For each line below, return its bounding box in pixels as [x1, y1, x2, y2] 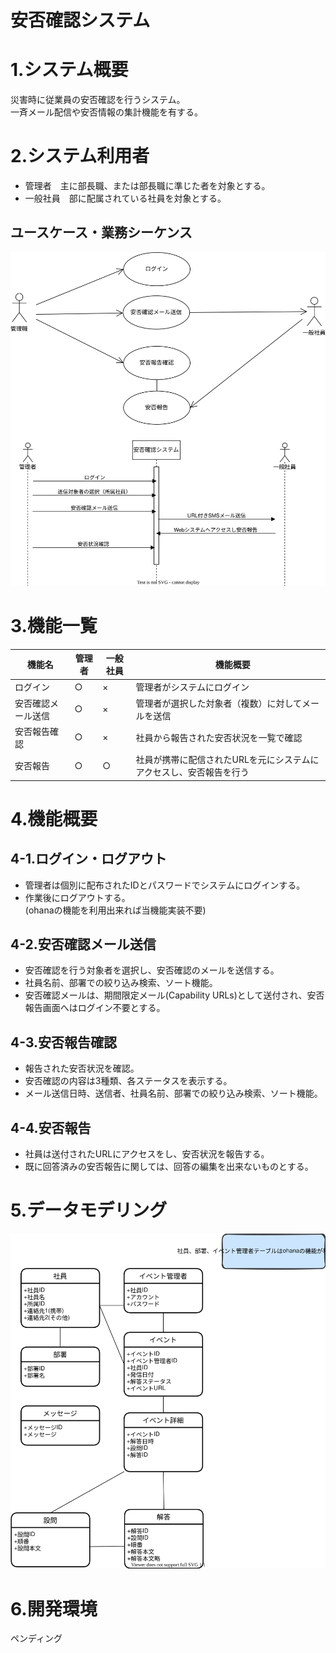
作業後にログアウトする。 [24, 891, 131, 903]
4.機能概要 [10, 807, 98, 830]
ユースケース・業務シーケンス [10, 224, 193, 241]
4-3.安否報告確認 [10, 1034, 118, 1051]
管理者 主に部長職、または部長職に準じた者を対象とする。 [24, 180, 271, 192]
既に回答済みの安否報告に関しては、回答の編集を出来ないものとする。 [24, 1160, 314, 1172]
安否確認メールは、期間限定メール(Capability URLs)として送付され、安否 [24, 989, 325, 1001]
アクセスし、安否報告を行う [135, 766, 250, 778]
